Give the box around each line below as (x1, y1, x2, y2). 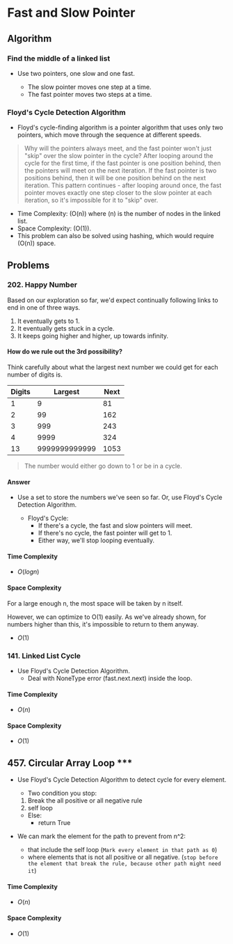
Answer (7, 478, 31, 486)
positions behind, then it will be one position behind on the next (24, 174, 207, 182)
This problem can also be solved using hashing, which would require (17, 232, 214, 240)
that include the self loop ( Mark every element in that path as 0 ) (27, 846, 218, 854)
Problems (7, 259, 50, 271)
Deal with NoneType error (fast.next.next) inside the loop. (27, 674, 193, 682)
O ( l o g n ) (17, 567, 40, 576)
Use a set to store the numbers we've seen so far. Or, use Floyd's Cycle (17, 493, 223, 502)
